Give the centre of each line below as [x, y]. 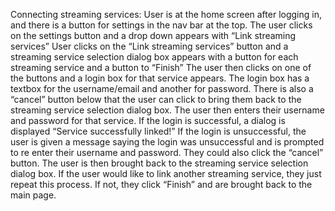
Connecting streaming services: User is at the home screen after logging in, [166, 14]
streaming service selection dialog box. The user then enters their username [167, 110]
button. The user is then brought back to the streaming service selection [159, 163]
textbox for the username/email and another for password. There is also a [162, 88]
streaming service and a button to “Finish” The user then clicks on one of [161, 67]
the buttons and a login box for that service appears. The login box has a [160, 78]
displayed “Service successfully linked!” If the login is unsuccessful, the [158, 131]
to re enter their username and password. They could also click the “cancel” [167, 152]
